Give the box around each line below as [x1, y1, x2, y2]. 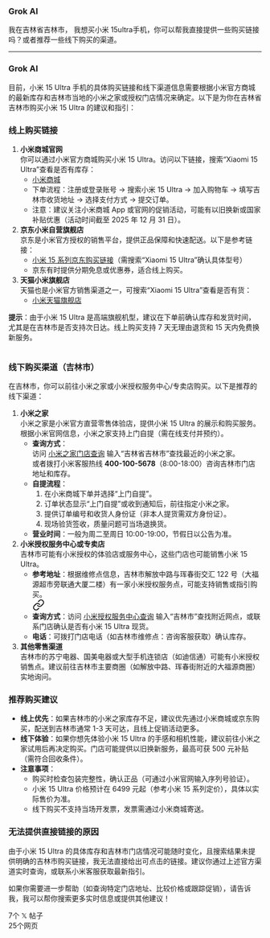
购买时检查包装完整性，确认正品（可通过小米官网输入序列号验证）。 [31, 774, 255, 784]
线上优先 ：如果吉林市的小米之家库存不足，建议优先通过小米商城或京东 [19, 714, 253, 723]
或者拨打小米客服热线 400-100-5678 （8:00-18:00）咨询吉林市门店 [31, 459, 256, 468]
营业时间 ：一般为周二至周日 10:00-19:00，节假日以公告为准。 [31, 529, 236, 539]
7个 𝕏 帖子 [8, 911, 44, 920]
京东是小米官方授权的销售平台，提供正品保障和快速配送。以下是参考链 [19, 235, 253, 245]
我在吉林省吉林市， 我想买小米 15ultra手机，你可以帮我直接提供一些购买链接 [8, 25, 260, 35]
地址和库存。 [31, 469, 75, 479]
